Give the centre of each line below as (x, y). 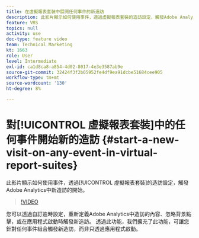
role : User (20, 56)
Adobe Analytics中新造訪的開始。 (47, 189)
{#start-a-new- (140, 140)
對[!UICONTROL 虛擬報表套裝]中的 (91, 125)
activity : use (24, 34)
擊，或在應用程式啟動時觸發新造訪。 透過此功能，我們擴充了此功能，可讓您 (98, 221)
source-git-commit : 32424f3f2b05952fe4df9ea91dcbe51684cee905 (84, 72)
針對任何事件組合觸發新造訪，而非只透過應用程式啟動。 (73, 229)
